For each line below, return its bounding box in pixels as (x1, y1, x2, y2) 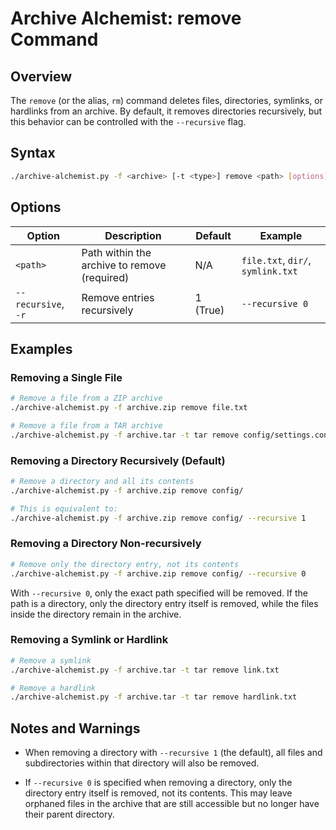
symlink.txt (241, 265, 298, 277)
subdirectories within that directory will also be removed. (24, 757, 260, 769)
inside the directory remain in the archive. (10, 608, 182, 620)
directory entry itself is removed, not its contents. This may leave (24, 787, 293, 799)
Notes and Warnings (10, 720, 141, 737)
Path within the (81, 245, 152, 259)
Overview (10, 68, 73, 85)
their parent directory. (24, 808, 115, 821)
